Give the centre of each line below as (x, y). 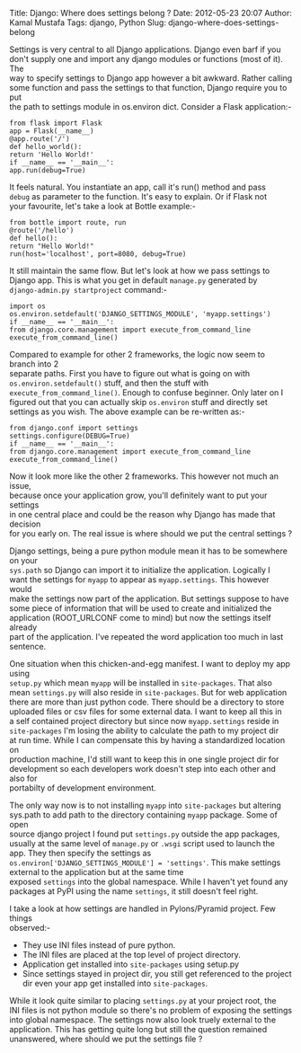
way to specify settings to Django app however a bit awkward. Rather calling (151, 78)
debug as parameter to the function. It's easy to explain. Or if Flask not (138, 196)
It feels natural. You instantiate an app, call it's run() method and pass (138, 187)
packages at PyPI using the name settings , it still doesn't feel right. (134, 891)
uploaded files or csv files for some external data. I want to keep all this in (146, 712)
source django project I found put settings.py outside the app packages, (145, 834)
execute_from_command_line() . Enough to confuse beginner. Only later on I (146, 393)
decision (25, 524)
